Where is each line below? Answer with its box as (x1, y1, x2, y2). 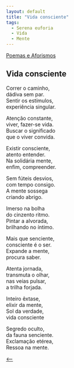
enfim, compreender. (6, 163, 57, 170)
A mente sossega (6, 187, 48, 194)
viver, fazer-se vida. (6, 121, 54, 128)
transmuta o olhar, (6, 271, 50, 278)
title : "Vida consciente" (6, 14, 69, 20)
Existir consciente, (6, 144, 51, 151)
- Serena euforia (11, 25, 54, 31)
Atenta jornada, (6, 265, 43, 272)
